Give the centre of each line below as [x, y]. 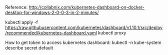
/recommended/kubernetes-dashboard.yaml [51, 33]
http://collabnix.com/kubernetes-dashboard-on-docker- [87, 7]
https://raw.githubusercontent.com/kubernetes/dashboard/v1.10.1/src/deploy [84, 27]
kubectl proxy [112, 33]
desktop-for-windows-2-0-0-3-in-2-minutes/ [52, 12]
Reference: [16, 7]
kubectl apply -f [22, 22]
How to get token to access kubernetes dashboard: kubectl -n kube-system [83, 42]
